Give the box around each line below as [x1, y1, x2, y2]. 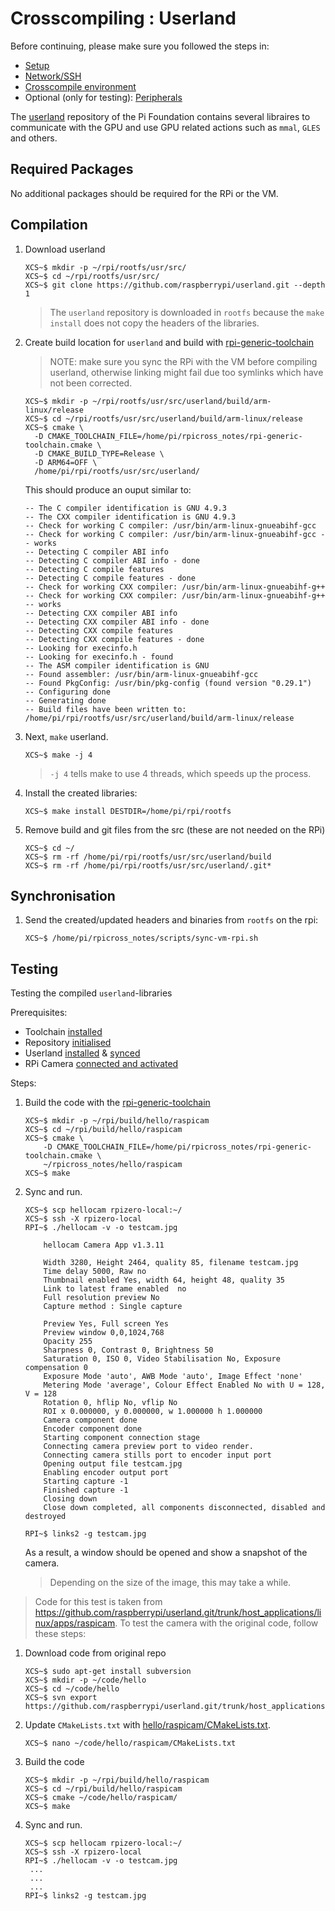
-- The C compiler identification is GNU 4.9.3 [24, 503, 227, 513]
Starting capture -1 [43, 1477, 129, 1487]
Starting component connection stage [43, 1433, 200, 1443]
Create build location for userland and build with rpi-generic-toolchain [24, 336, 315, 348]
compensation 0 [24, 1363, 89, 1373]
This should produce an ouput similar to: [24, 483, 192, 496]
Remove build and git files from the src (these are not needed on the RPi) [24, 823, 326, 836]
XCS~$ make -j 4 [24, 750, 93, 760]
